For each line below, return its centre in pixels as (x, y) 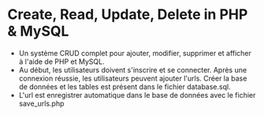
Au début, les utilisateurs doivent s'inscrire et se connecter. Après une (133, 69)
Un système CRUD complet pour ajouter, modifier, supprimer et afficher (135, 53)
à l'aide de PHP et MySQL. (61, 62)
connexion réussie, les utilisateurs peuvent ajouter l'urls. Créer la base (133, 78)
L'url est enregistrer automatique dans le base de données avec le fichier (137, 95)
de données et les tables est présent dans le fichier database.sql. (125, 86)
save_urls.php (41, 103)
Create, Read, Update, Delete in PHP (128, 15)
